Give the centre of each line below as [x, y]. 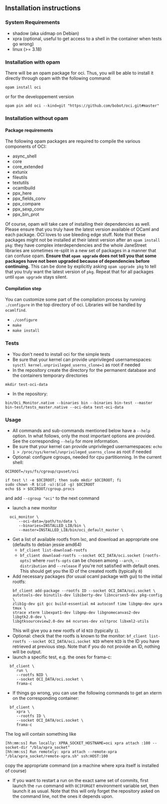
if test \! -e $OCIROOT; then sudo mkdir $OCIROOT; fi [63, 480]
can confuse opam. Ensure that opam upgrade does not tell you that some [81, 256]
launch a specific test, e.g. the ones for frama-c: [62, 657]
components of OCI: [26, 147]
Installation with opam [33, 62]
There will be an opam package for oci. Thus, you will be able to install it [79, 73]
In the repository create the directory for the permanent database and [84, 370]
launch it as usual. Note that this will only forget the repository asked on [86, 791]
